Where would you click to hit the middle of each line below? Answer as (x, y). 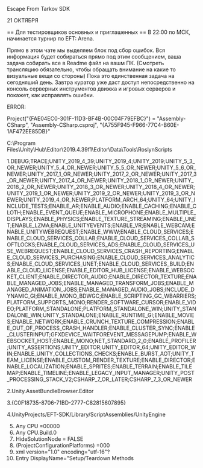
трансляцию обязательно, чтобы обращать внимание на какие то (92, 69)
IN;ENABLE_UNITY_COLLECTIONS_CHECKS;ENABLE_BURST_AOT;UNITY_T (101, 354)
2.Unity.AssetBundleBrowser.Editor (50, 391)
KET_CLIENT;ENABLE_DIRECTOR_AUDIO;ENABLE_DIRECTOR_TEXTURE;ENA (102, 277)
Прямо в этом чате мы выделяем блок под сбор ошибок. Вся (86, 50)
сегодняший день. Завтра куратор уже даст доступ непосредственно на (101, 82)
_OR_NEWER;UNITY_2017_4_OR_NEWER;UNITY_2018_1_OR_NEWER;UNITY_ (100, 180)
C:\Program (21, 143)
